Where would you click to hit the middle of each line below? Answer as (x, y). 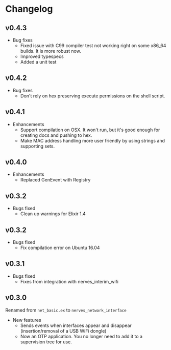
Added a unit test (38, 62)
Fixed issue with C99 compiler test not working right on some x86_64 (93, 46)
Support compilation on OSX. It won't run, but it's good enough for (90, 130)
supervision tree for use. (46, 342)
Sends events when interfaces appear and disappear (76, 325)
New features (27, 320)
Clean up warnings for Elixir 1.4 (53, 214)
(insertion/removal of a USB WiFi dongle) (63, 331)
